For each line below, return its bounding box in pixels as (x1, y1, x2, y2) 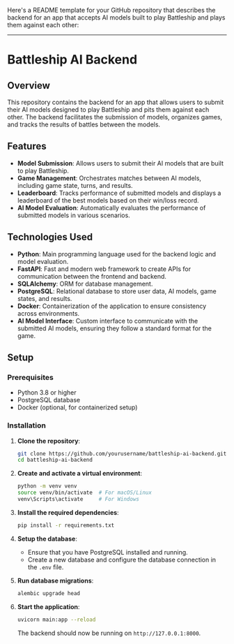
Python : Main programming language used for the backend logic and (17, 249, 217, 258)
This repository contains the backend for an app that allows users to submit (7, 98, 224, 106)
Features (7, 140, 47, 152)
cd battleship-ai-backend (17, 457, 93, 464)
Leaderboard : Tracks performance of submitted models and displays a (17, 189, 221, 197)
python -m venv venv (17, 483, 77, 490)
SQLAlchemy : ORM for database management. (17, 279, 153, 288)
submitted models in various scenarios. (17, 211, 130, 219)
